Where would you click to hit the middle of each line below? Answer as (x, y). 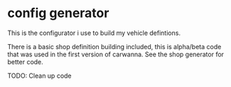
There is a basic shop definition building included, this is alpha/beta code (114, 46)
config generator (58, 13)
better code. (26, 61)
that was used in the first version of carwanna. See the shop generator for (116, 54)
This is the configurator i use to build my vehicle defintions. (94, 33)
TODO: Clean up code (40, 76)
